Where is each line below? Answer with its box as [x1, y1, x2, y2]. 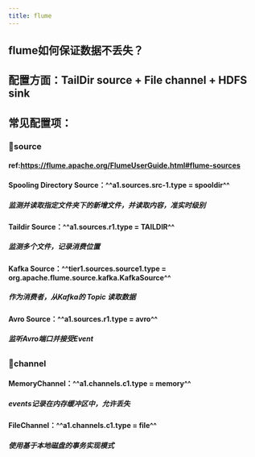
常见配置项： [8, 116, 72, 130]
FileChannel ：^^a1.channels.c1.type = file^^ [8, 421, 157, 430]
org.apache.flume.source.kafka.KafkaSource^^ [8, 272, 171, 282]
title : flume [8, 11, 52, 20]
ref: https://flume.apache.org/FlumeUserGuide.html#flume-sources [8, 160, 241, 170]
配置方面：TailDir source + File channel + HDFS [8, 73, 248, 87]
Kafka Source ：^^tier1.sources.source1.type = [8, 264, 167, 273]
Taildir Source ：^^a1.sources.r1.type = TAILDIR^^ [8, 222, 175, 231]
